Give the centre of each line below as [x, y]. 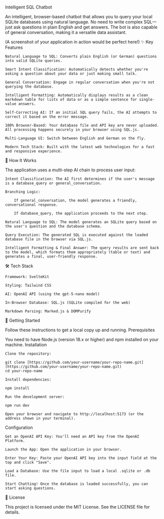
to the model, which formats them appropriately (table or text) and [78, 252]
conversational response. [31, 205]
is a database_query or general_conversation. [54, 183]
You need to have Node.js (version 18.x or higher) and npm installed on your [82, 340]
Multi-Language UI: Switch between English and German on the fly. [76, 138]
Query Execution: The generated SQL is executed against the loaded [77, 235]
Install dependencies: [28, 380]
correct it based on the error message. [47, 117]
